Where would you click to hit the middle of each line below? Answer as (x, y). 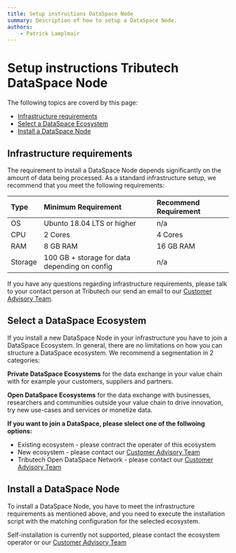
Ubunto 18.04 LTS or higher (90, 223)
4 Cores (170, 235)
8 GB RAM (61, 246)
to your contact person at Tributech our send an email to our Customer (110, 291)
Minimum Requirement (83, 207)
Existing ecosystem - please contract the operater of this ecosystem (117, 445)
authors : (20, 27)
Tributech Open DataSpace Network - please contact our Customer (115, 459)
